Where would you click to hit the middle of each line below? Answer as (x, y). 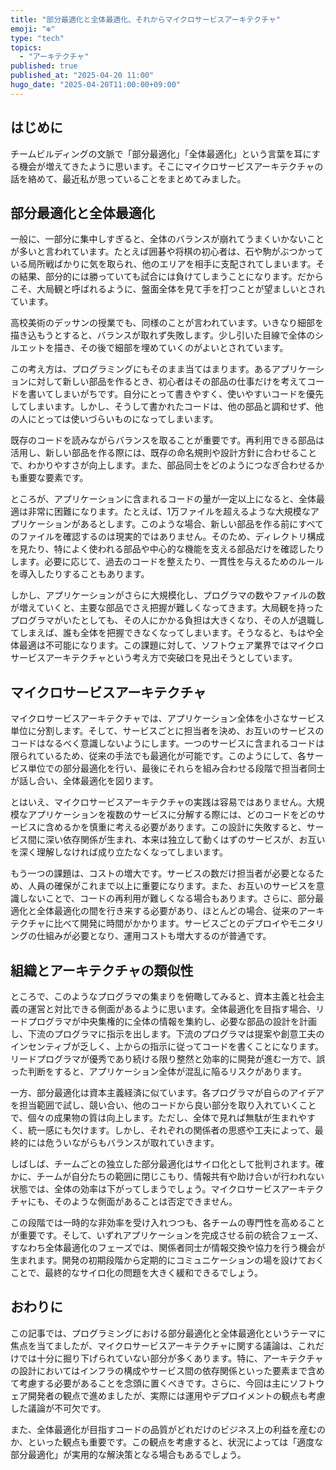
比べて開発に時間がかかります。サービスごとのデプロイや (171, 923)
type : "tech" (37, 38)
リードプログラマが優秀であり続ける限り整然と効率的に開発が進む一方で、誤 (168, 1059)
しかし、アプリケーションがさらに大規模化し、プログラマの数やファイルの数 (168, 595)
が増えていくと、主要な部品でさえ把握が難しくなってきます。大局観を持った (167, 608)
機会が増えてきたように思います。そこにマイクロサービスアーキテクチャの (171, 166)
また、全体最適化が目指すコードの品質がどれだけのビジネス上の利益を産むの (168, 1429)
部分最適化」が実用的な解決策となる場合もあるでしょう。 (128, 1454)
